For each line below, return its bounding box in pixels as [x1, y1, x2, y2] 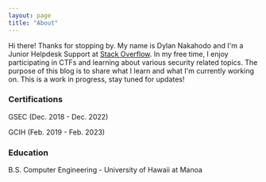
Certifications [8, 94, 64, 105]
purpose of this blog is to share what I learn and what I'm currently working [8, 66, 255, 75]
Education [8, 147, 49, 158]
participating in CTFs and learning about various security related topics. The [8, 57, 258, 67]
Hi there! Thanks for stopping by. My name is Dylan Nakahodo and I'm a [8, 40, 244, 50]
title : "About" [8, 19, 59, 27]
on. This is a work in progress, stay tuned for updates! [8, 74, 185, 84]
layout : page [8, 11, 52, 20]
